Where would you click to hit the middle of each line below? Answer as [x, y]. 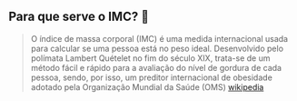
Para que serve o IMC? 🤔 [79, 17]
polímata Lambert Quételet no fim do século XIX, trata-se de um [150, 58]
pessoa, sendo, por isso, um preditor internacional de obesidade [152, 77]
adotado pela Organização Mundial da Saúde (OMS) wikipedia [147, 86]
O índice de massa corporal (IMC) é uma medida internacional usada [159, 38]
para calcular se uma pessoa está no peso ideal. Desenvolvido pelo [157, 48]
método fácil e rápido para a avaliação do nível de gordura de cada [156, 67]
